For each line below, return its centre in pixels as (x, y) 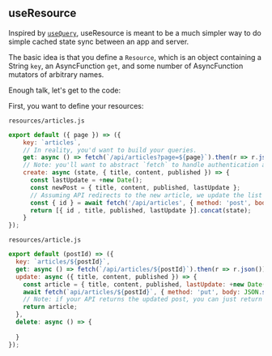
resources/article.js (45, 240)
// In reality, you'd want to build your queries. (110, 150)
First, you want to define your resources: (76, 105)
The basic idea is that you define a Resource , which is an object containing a (135, 57)
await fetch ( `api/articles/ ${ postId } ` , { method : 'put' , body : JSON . (143, 292)
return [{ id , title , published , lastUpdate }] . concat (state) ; (140, 210)
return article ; (51, 307)
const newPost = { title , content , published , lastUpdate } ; (135, 187)
